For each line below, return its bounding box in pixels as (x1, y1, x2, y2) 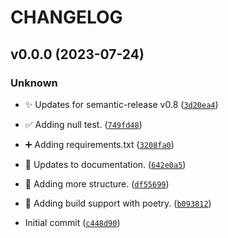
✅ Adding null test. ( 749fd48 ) (24, 118, 143, 130)
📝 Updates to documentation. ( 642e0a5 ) (24, 158, 187, 170)
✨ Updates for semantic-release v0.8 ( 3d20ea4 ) (24, 98, 219, 110)
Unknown (10, 76, 58, 90)
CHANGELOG (10, 6, 123, 29)
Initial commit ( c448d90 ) (24, 216, 121, 228)
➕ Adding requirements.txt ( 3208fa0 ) (24, 138, 175, 150)
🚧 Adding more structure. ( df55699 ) (24, 177, 170, 190)
